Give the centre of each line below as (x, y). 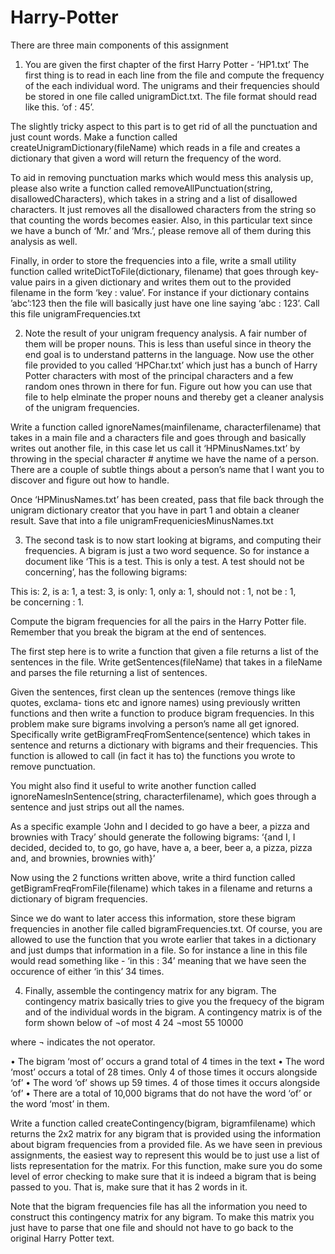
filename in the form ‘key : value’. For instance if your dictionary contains (160, 292)
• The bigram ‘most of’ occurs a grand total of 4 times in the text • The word (167, 1061)
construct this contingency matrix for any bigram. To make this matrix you (162, 1217)
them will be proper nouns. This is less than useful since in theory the (168, 343)
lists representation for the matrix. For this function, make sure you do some (166, 1165)
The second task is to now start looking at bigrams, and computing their (173, 540)
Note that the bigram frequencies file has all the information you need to (159, 1206)
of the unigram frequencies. (82, 407)
